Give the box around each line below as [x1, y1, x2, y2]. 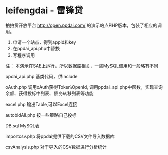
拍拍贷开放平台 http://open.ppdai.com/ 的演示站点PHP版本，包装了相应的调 [5, 22, 162, 28]
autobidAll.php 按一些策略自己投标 [5, 112, 77, 118]
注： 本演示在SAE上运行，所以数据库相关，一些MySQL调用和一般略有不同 [5, 63, 159, 69]
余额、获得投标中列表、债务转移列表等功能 [5, 90, 94, 96]
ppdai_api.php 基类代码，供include [5, 73, 78, 79]
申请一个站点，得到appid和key [12, 39, 76, 45]
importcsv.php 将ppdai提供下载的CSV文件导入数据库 [5, 133, 115, 139]
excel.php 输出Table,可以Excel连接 [5, 101, 77, 107]
